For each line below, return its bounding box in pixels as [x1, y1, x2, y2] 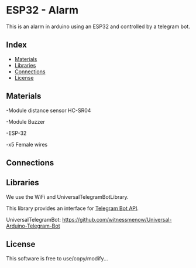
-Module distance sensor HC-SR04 [6, 107, 91, 114]
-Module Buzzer [6, 118, 45, 125]
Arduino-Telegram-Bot [6, 222, 60, 229]
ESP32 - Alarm [6, 4, 79, 17]
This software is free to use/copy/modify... [6, 255, 108, 262]
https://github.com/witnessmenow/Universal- [62, 216, 172, 223]
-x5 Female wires [6, 141, 48, 148]
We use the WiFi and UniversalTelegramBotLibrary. [6, 193, 129, 200]
